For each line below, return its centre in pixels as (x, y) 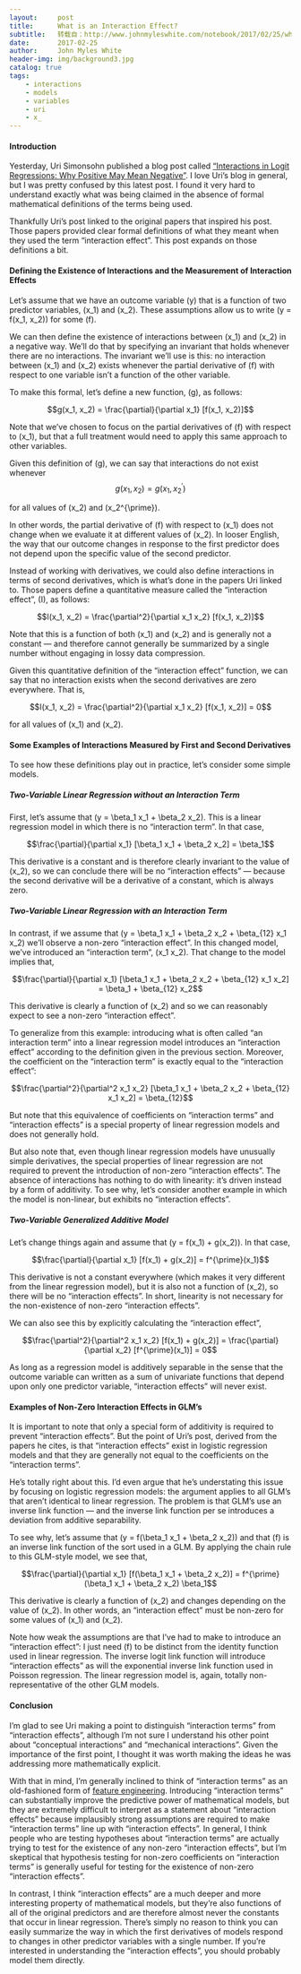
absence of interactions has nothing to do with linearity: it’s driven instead (146, 1180)
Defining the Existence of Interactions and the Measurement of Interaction (150, 271)
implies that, (32, 962)
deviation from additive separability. (75, 1521)
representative (36, 1685)
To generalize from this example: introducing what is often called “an (136, 1033)
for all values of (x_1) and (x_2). (66, 724)
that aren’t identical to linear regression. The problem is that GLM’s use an (146, 1501)
